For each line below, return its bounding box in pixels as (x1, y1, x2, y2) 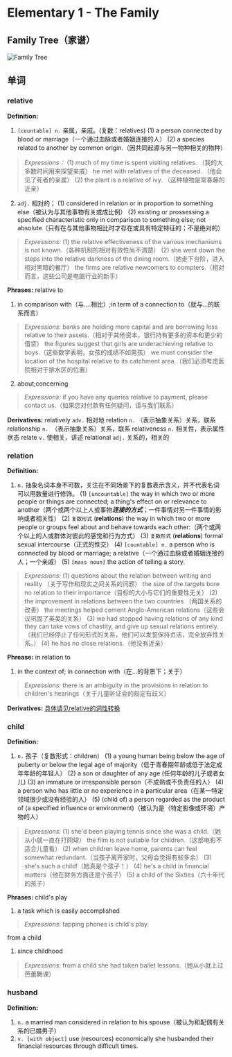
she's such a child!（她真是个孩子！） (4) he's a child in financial (24, 862, 209, 870)
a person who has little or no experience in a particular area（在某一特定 (17, 787, 224, 795)
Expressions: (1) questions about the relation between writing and (24, 571, 211, 580)
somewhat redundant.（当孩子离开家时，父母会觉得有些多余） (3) (24, 853, 213, 861)
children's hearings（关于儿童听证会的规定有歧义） (24, 689, 170, 698)
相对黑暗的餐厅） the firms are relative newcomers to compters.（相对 (24, 263, 225, 271)
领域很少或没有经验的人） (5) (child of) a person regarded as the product (17, 796, 225, 804)
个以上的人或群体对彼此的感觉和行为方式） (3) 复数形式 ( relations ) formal (17, 531, 224, 540)
